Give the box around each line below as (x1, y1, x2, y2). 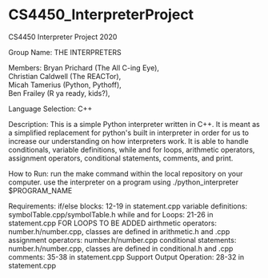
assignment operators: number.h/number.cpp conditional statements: (8, 235, 237, 244)
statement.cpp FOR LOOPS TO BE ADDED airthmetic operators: (8, 218, 218, 228)
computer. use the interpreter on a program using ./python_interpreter (8, 177, 238, 187)
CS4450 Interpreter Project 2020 (8, 32, 118, 42)
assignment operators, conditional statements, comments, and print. (8, 153, 234, 163)
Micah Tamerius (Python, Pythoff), (8, 80, 122, 89)
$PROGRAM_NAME (8, 185, 73, 195)
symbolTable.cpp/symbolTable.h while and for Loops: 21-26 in (8, 209, 214, 219)
